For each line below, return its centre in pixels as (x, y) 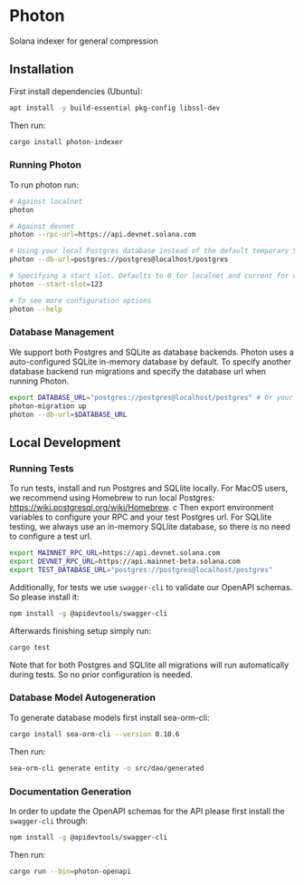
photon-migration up (48, 406)
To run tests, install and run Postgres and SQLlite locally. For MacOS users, (149, 488)
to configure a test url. (51, 537)
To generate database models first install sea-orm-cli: (109, 717)
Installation (42, 69)
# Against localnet (46, 201)
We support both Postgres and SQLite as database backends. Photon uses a (152, 352)
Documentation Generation (71, 792)
